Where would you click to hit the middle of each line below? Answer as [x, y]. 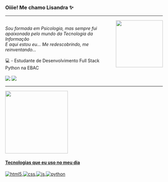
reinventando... [21, 50]
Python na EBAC [22, 68]
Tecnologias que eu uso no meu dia [42, 162]
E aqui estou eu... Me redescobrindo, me [47, 45]
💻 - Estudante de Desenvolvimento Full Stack [52, 61]
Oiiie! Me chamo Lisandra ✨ [39, 8]
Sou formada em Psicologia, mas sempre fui [51, 29]
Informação [17, 39]
